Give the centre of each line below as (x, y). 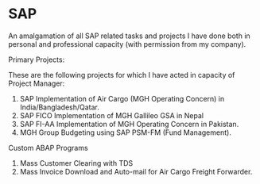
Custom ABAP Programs (49, 148)
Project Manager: (37, 83)
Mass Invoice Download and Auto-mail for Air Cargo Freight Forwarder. (136, 171)
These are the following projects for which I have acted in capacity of (122, 75)
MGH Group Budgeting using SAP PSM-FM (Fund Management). (126, 132)
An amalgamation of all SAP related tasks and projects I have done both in (129, 36)
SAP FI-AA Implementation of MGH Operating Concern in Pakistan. (129, 124)
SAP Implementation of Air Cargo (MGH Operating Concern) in (122, 98)
